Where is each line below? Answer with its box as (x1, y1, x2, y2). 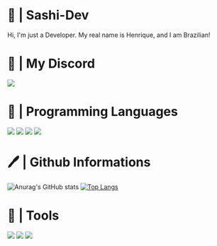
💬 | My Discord (7, 55, 96, 72)
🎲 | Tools (7, 207, 60, 223)
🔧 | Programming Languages (7, 104, 179, 120)
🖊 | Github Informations (7, 154, 151, 170)
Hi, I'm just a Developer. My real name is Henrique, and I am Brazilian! (7, 31, 211, 39)
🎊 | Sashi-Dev (7, 7, 89, 23)
